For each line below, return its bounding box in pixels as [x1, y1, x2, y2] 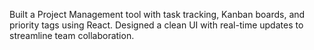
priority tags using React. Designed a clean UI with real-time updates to [9, 19, 304, 31]
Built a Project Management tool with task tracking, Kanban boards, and [9, 9, 306, 20]
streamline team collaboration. [9, 30, 135, 41]
